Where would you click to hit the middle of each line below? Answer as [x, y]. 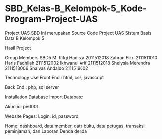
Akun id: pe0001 [22, 106]
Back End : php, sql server [32, 87]
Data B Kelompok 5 [25, 38]
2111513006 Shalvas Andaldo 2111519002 [47, 68]
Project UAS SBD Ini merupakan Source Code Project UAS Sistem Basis [78, 33]
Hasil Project [18, 48]
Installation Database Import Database [44, 97]
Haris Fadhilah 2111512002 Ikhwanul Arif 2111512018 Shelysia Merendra [78, 63]
